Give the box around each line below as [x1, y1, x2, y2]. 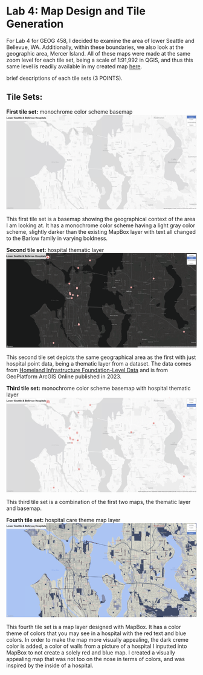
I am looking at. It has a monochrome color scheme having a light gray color [6, 222, 195, 229]
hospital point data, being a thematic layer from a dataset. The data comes [6, 360, 192, 367]
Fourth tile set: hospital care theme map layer [6, 516, 121, 523]
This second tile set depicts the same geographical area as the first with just [6, 354, 196, 361]
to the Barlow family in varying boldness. [6, 234, 108, 242]
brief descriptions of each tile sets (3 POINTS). [6, 74, 123, 82]
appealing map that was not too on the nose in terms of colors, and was [6, 656, 185, 663]
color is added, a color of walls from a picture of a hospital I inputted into [6, 642, 187, 650]
